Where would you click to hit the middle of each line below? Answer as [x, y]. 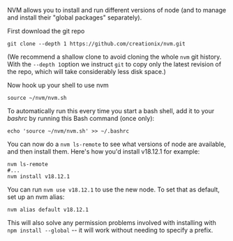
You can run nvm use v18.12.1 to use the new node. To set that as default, [113, 189]
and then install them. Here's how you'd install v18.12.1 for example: [104, 152]
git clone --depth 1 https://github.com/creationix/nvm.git [97, 44]
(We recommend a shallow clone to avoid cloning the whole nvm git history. [114, 57]
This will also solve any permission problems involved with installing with [112, 222]
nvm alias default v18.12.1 [48, 210]
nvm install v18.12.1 [39, 177]
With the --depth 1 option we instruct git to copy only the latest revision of [114, 64]
